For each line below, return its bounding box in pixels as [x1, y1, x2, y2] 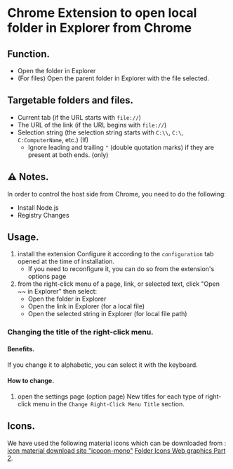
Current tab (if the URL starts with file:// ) [17, 113, 142, 121]
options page [27, 273, 67, 281]
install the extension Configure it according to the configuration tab [17, 250, 214, 258]
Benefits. [7, 344, 35, 353]
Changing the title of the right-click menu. [7, 327, 154, 337]
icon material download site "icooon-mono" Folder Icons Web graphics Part [7, 446, 226, 455]
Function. [7, 48, 51, 60]
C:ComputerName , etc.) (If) [17, 135, 89, 144]
